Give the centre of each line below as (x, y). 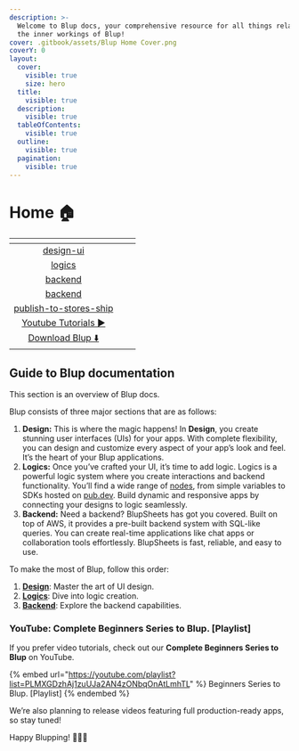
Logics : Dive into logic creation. (81, 596)
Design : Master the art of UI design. (88, 587)
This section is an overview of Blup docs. (85, 395)
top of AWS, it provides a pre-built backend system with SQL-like (141, 524)
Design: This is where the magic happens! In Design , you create (140, 429)
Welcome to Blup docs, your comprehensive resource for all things (145, 26)
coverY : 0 (28, 51)
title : (29, 92)
